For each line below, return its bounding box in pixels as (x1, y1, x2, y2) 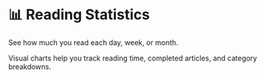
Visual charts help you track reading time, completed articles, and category (8, 53, 258, 63)
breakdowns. (8, 61, 52, 72)
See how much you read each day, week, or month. (8, 37, 179, 47)
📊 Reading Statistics (8, 6, 150, 24)
